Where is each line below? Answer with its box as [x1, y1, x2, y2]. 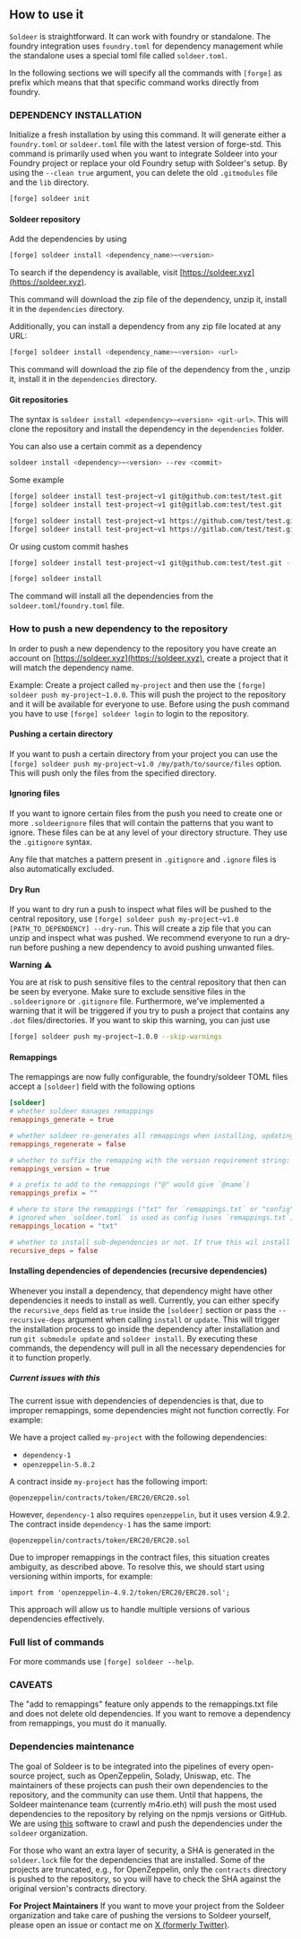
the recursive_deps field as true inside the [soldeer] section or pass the [9, 1304, 277, 1315]
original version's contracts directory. [9, 1882, 148, 1893]
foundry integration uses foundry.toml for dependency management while [9, 40, 284, 51]
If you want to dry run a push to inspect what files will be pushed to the [9, 904, 271, 915]
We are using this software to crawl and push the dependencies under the [9, 1818, 283, 1829]
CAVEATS [9, 1678, 54, 1691]
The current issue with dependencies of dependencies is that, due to [9, 1395, 264, 1406]
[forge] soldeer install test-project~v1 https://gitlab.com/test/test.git [9, 525, 298, 534]
